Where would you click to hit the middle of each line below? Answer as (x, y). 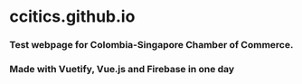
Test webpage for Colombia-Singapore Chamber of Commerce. (151, 45)
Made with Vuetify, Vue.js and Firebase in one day (122, 70)
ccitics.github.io (72, 17)
